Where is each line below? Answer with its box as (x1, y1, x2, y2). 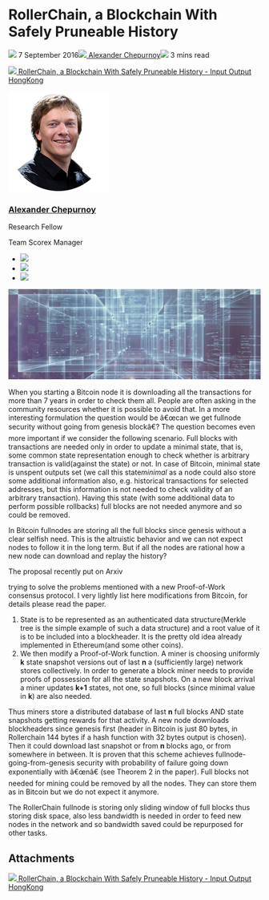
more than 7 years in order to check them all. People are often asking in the (8, 396, 256, 406)
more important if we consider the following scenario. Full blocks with (8, 434, 238, 443)
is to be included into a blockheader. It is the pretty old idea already (19, 632, 243, 642)
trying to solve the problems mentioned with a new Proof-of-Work (8, 583, 226, 592)
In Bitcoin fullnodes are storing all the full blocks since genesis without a (8, 526, 247, 535)
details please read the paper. (8, 599, 106, 609)
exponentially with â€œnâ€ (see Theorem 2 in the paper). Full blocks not (8, 767, 249, 777)
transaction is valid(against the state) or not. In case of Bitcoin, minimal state (8, 459, 260, 469)
